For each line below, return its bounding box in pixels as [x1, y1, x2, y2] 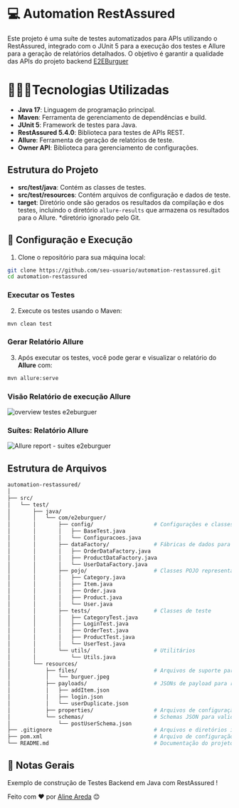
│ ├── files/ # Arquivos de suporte [7, 667, 221, 674]
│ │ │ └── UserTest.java [7, 640, 126, 648]
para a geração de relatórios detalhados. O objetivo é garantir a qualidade [7, 49, 224, 58]
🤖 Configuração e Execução [7, 234, 133, 246]
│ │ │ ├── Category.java [7, 574, 126, 581]
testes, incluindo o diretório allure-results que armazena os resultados [17, 205, 230, 214]
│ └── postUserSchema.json [7, 720, 132, 727]
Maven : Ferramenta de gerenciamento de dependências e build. [17, 113, 207, 121]
